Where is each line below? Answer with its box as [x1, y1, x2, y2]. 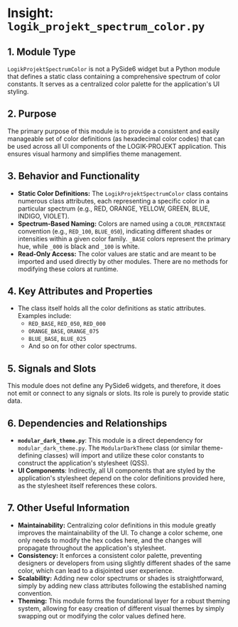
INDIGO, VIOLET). [17, 211, 70, 220]
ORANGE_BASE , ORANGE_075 [28, 327, 99, 335]
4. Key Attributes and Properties [7, 285, 153, 297]
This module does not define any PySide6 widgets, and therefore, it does [7, 381, 222, 390]
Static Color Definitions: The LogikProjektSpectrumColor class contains [17, 189, 229, 197]
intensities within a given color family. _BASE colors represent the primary [17, 234, 231, 243]
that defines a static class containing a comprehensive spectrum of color [7, 73, 221, 80]
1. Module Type [7, 46, 76, 58]
